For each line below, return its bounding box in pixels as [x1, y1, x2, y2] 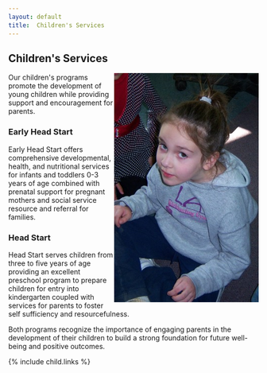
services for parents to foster [8, 301, 104, 310]
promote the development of [8, 81, 102, 91]
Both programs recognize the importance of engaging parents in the [8, 324, 232, 334]
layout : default [8, 13, 62, 21]
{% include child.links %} [8, 356, 91, 366]
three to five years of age [8, 258, 91, 268]
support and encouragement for [8, 98, 114, 107]
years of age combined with [8, 178, 100, 188]
